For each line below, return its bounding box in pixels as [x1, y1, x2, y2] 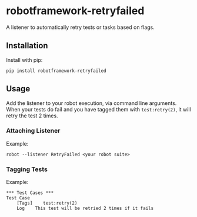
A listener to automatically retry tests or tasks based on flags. [6, 24, 155, 31]
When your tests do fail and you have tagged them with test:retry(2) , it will [6, 106, 191, 113]
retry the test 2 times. [6, 112, 58, 119]
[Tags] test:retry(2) [16, 200, 78, 206]
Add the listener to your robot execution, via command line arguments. [6, 99, 177, 107]
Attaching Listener [6, 127, 61, 135]
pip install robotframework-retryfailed [6, 68, 107, 74]
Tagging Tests [6, 165, 48, 173]
